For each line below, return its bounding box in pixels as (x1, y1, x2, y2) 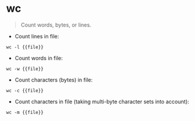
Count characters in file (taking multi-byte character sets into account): (14, 98, 189, 105)
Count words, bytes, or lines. (20, 21, 92, 28)
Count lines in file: (14, 32, 59, 40)
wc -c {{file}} (6, 87, 44, 93)
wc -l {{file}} (6, 44, 44, 50)
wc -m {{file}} (6, 109, 44, 115)
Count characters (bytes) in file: (14, 76, 93, 83)
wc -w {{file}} (6, 66, 44, 72)
